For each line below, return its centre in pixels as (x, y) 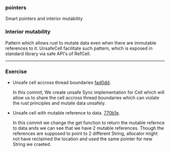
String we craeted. (32, 144)
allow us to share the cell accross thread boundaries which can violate (86, 97)
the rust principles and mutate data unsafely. (59, 103)
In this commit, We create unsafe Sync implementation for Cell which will (88, 92)
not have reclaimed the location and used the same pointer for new (82, 139)
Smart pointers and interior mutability (44, 19)
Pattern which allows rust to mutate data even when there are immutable (81, 43)
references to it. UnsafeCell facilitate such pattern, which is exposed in (79, 48)
